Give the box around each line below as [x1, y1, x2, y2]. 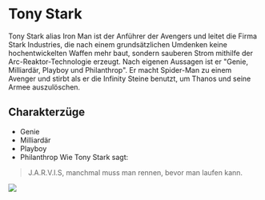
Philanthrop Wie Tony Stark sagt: [19, 152, 129, 162]
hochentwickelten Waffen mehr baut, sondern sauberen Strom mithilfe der [8, 48, 254, 58]
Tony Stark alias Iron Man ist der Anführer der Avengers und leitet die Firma [8, 31, 258, 41]
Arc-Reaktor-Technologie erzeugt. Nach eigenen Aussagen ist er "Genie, [8, 57, 248, 66]
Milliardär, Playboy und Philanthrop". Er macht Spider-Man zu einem [8, 65, 232, 74]
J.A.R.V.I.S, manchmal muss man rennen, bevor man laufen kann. [27, 167, 243, 177]
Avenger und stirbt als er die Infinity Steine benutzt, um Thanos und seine [8, 74, 251, 83]
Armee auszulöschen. [8, 82, 81, 92]
